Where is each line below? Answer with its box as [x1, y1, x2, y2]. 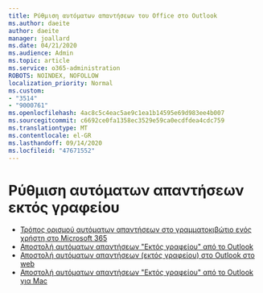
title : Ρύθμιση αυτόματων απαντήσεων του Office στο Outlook [8, 11, 218, 20]
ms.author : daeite [8, 19, 70, 27]
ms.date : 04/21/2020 [8, 42, 78, 50]
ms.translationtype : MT [8, 124, 88, 132]
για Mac [19, 276, 48, 286]
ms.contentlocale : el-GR [8, 131, 92, 139]
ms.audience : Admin [8, 49, 74, 57]
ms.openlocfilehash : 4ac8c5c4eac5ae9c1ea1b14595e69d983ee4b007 [8, 109, 225, 118]
